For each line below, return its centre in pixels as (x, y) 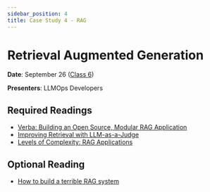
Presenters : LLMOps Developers (55, 88)
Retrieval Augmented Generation (106, 55)
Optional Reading (46, 164)
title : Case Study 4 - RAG (47, 20)
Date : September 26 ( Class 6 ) (51, 75)
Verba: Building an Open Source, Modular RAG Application (102, 127)
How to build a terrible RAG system (68, 181)
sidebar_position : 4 (38, 14)
